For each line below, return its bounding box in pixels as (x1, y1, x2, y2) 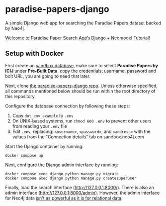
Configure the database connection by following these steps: (5, 103, 130, 109)
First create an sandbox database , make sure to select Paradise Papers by (5, 62, 158, 68)
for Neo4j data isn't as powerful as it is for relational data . (5, 195, 123, 201)
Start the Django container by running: (5, 143, 83, 149)
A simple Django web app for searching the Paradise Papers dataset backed (5, 20, 162, 26)
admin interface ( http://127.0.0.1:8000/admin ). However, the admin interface (5, 190, 160, 196)
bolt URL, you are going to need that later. (5, 73, 91, 79)
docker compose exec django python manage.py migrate (5, 171, 119, 176)
